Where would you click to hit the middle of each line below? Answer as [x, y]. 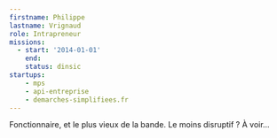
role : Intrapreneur [45, 34]
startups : [28, 75]
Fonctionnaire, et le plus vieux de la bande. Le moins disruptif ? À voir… [139, 125]
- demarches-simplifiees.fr [77, 100]
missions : [28, 42]
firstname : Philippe [47, 17]
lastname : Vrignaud [45, 26]
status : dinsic [53, 67]
